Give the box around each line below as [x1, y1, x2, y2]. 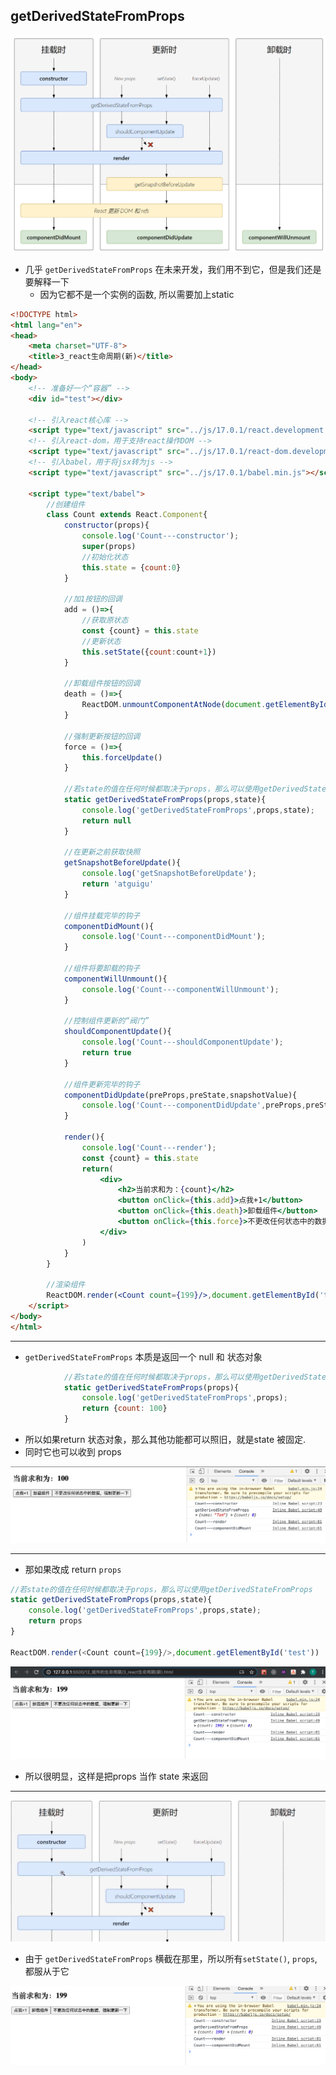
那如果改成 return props [24, 1563, 122, 1575]
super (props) [81, 542, 137, 552]
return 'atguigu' [81, 879, 155, 889]
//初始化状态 [81, 552, 129, 562]
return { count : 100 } [81, 1404, 168, 1414]
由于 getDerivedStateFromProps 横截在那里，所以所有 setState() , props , [24, 1952, 318, 1964]
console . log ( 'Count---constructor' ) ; [81, 531, 240, 541]
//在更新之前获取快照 [63, 847, 141, 858]
